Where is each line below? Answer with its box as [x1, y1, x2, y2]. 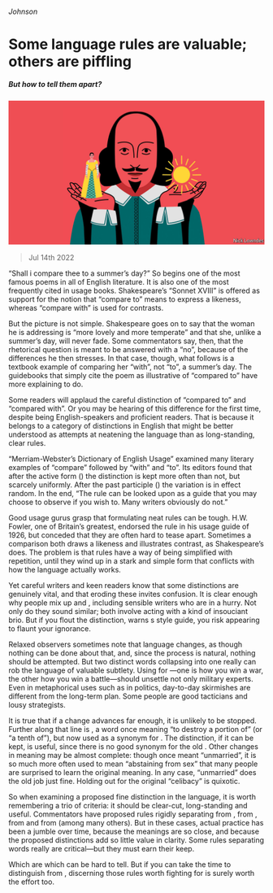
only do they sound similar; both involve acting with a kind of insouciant [8, 607, 248, 616]
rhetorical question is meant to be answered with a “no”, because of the [8, 345, 249, 355]
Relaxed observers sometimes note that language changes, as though [8, 639, 242, 650]
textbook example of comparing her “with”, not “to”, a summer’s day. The [8, 362, 252, 372]
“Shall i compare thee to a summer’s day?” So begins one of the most [8, 268, 240, 278]
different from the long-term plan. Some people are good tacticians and [8, 691, 248, 701]
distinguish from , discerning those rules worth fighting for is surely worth [8, 869, 255, 878]
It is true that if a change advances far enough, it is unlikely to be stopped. [8, 716, 258, 725]
